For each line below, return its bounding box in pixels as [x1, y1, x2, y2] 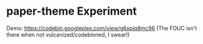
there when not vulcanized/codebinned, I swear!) [6, 31, 130, 38]
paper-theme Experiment [6, 4, 137, 18]
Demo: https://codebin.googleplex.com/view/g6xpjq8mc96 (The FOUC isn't [6, 24, 197, 32]
